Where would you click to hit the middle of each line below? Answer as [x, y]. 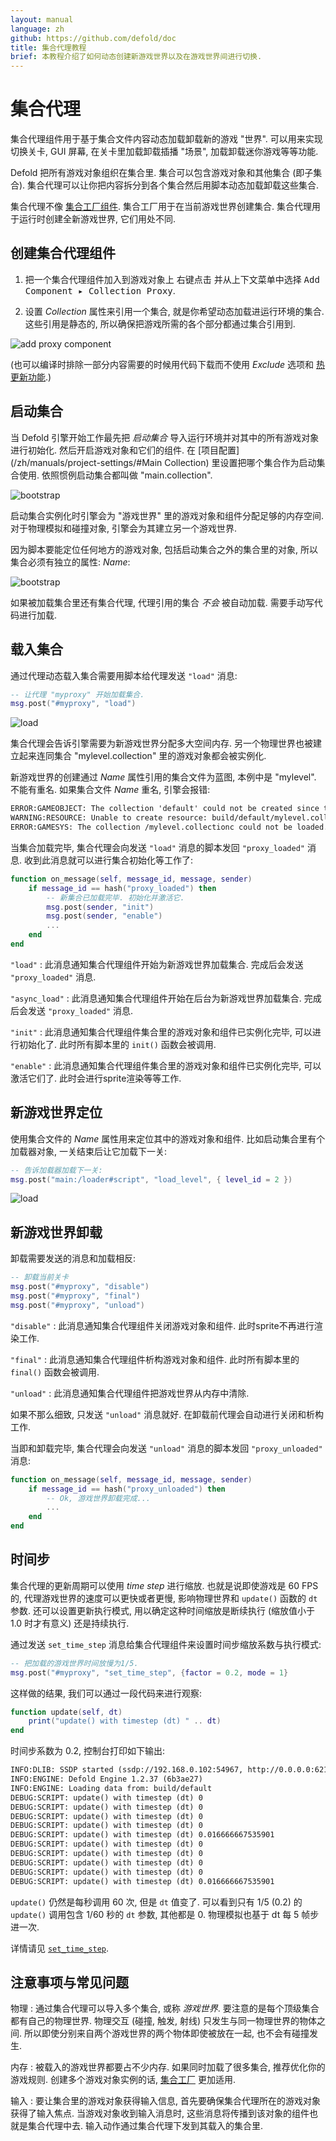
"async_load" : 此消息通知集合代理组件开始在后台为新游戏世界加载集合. [156, 998]
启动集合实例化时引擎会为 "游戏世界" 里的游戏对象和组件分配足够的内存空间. [167, 515]
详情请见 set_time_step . [60, 1948]
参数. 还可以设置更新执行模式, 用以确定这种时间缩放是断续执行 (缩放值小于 [162, 1610]
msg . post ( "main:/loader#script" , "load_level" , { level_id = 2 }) [151, 1179]
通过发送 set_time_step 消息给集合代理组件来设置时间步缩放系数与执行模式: [166, 1644]
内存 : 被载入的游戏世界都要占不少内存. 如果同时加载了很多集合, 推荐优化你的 [168, 2067]
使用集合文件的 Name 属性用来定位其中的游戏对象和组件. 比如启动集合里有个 [168, 1138]
